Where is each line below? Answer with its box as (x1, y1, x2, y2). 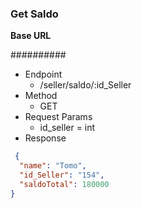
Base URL (10, 30, 52, 42)
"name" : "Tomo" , (19, 161, 87, 171)
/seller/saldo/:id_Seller (39, 79, 132, 91)
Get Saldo (10, 7, 59, 21)
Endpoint (24, 68, 63, 81)
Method (24, 90, 58, 102)
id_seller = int (39, 122, 96, 134)
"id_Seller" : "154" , (19, 170, 105, 181)
